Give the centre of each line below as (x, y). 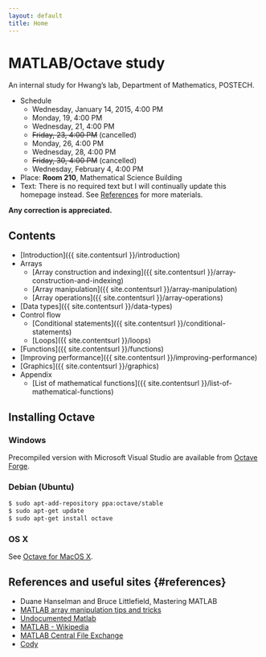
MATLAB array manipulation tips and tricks (91, 610)
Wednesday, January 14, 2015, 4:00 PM (97, 109)
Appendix (36, 375)
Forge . (19, 466)
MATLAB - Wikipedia (54, 626)
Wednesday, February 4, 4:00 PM (88, 169)
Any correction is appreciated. (60, 211)
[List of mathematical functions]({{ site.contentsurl (115, 384)
